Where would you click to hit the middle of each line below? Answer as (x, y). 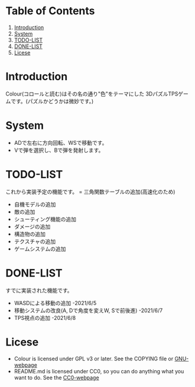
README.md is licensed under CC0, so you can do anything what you (99, 371)
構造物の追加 (30, 234)
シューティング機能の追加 (45, 219)
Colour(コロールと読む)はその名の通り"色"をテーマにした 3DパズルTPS (92, 94)
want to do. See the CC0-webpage (56, 378)
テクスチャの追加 (35, 241)
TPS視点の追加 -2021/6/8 (45, 318)
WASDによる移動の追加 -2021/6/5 (55, 303)
